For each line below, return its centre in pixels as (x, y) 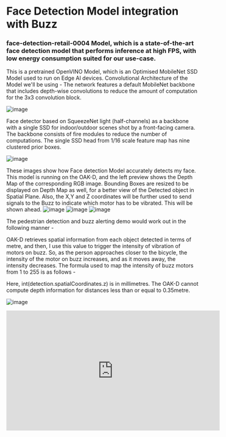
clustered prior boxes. (34, 147)
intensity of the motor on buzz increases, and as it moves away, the (91, 259)
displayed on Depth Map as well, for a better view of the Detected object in (100, 190)
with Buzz (32, 24)
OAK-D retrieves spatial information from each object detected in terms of (99, 240)
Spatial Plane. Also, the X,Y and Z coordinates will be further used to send (99, 197)
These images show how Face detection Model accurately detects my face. (101, 171)
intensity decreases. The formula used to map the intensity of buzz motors (100, 266)
